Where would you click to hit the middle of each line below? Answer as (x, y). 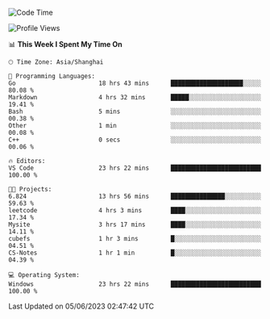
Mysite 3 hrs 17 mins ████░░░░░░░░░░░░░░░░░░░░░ (135, 225)
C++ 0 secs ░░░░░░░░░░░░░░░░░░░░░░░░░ (135, 140)
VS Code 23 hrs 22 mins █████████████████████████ (135, 168)
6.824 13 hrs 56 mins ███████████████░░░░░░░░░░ (135, 196)
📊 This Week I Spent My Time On (65, 44)
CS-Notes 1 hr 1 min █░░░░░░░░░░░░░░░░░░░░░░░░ (135, 253)
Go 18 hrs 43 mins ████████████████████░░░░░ (135, 83)
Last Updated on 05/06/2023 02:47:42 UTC (81, 306)
